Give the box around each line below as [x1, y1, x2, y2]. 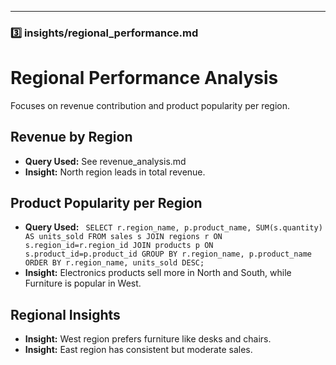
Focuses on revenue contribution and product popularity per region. [10, 99, 291, 111]
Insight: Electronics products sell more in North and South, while [24, 267, 292, 279]
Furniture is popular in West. [24, 277, 142, 290]
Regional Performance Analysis [10, 67, 279, 90]
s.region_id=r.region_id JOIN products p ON [24, 241, 214, 251]
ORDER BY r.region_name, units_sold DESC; [24, 258, 205, 268]
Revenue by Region [10, 129, 133, 146]
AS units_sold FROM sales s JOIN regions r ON [24, 232, 223, 242]
